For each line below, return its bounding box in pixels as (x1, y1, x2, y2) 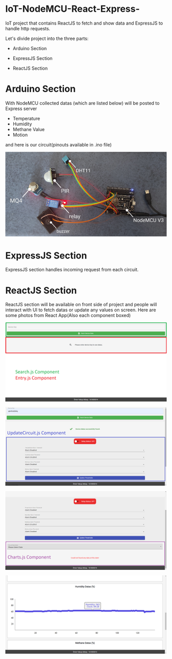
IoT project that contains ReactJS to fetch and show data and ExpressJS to (5, 20, 163, 26)
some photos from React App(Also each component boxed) (5, 312, 131, 318)
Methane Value (12, 126, 45, 132)
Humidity (12, 121, 32, 127)
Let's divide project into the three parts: (5, 35, 89, 41)
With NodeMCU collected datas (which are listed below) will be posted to (5, 100, 160, 106)
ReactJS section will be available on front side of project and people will (5, 302, 157, 308)
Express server (5, 105, 37, 112)
